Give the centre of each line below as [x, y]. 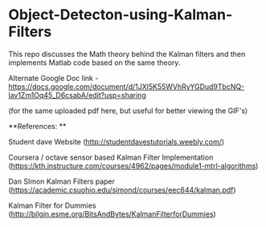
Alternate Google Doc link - [53, 78]
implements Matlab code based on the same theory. [94, 63]
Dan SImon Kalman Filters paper [61, 181]
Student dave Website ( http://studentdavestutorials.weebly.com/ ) [117, 141]
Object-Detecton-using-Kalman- [121, 15]
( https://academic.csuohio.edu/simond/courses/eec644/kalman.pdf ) [122, 189]
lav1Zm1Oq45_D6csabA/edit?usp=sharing [77, 95]
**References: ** [37, 126]
